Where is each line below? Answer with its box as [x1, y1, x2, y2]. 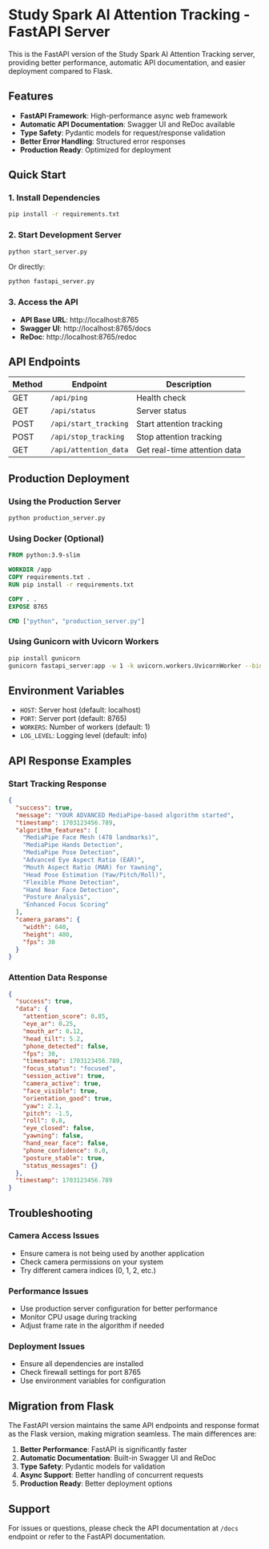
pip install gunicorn [8, 654, 81, 663]
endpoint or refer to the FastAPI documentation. [8, 1532, 167, 1542]
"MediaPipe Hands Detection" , [22, 841, 124, 850]
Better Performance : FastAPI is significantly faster [19, 1445, 187, 1454]
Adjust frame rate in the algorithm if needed [19, 1321, 165, 1331]
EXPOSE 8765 [8, 602, 48, 610]
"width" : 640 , [22, 923, 70, 931]
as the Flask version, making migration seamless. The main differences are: [8, 1429, 257, 1439]
